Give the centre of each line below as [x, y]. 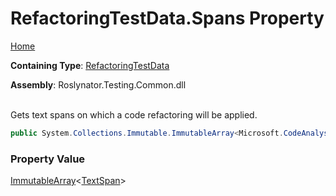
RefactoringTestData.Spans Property [167, 18]
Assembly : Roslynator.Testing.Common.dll [98, 84]
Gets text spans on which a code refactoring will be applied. [134, 114]
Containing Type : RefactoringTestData [90, 65]
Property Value [48, 159]
